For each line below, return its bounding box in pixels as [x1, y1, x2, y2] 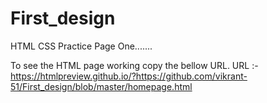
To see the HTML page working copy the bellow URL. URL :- [10, 59, 259, 71]
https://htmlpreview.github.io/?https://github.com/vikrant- [10, 70, 248, 82]
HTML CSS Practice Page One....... [10, 40, 153, 52]
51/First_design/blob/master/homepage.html [10, 80, 193, 92]
